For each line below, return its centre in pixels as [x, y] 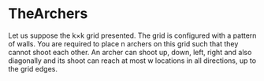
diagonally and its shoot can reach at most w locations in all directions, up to [132, 61]
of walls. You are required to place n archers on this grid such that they [123, 43]
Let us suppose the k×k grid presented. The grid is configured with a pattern [132, 35]
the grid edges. [33, 68]
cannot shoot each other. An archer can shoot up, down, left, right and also [130, 52]
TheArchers [48, 14]
